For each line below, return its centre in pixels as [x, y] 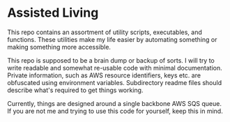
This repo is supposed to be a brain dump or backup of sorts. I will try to [111, 60]
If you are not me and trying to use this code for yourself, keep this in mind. [115, 111]
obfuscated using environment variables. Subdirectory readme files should [115, 82]
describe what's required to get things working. [75, 90]
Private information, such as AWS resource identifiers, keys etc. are [104, 75]
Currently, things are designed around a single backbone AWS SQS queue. [114, 103]
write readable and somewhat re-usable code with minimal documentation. [115, 68]
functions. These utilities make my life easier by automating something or [112, 39]
